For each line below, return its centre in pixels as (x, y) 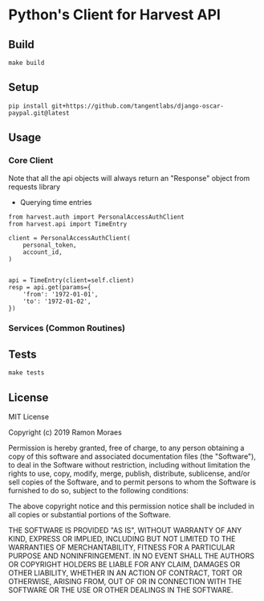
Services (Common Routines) (67, 329)
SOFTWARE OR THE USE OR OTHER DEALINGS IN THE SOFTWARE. (121, 590)
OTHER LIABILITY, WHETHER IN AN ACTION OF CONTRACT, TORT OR (125, 573)
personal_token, (50, 245)
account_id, (43, 252)
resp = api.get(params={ (50, 287)
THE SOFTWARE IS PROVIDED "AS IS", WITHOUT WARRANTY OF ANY (125, 530)
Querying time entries (56, 202)
